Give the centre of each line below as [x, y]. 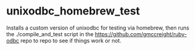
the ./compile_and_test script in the [50, 34]
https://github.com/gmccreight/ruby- [141, 34]
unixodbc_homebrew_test [73, 11]
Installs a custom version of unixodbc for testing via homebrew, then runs [98, 28]
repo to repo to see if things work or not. [71, 40]
